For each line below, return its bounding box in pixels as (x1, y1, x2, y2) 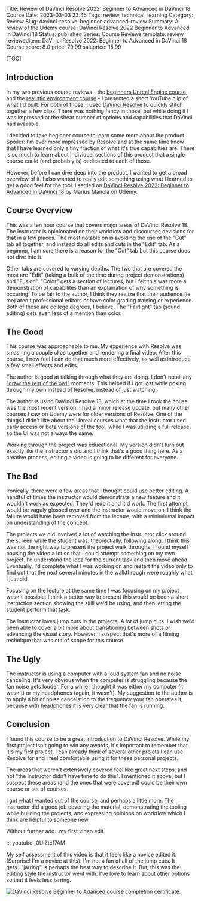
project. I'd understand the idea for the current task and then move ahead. (6, 556, 190, 563)
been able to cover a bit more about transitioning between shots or (6, 624, 170, 632)
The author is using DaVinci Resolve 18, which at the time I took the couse (6, 398, 188, 405)
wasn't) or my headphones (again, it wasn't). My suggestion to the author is (6, 689, 193, 696)
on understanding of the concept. (6, 519, 89, 527)
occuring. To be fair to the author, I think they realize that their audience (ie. (6, 290, 193, 298)
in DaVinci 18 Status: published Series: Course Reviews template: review (6, 31, 184, 38)
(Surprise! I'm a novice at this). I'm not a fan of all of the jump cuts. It (6, 857, 175, 864)
